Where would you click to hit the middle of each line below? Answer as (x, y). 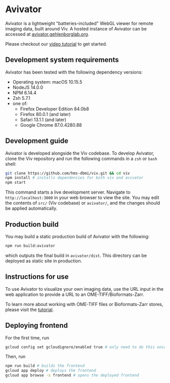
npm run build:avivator (30, 246)
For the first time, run (27, 337)
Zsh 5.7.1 (21, 98)
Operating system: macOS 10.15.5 (47, 82)
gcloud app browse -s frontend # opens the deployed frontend (72, 375)
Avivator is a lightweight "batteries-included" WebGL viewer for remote (79, 23)
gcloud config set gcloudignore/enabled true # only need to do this (80, 347)
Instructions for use (37, 277)
